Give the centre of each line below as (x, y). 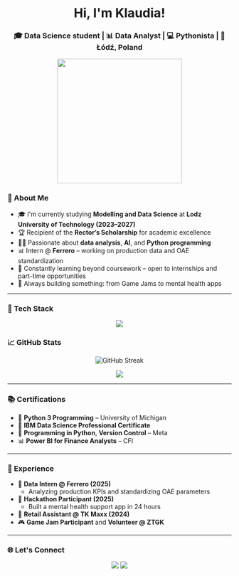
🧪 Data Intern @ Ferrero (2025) (64, 484)
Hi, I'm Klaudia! (119, 13)
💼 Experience (31, 469)
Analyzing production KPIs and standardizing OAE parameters (119, 491)
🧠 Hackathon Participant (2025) (66, 498)
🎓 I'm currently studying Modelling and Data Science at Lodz (110, 214)
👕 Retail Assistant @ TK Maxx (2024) (74, 514)
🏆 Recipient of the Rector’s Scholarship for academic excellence (114, 232)
